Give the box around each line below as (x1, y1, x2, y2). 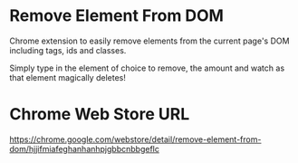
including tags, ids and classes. (9, 44, 127, 55)
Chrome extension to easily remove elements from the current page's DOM (9, 35, 290, 46)
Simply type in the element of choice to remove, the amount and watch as (9, 62, 285, 73)
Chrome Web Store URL (9, 104, 190, 125)
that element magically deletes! (9, 72, 127, 82)
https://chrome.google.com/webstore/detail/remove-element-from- (9, 133, 262, 145)
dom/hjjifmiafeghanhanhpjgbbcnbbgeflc (9, 143, 160, 154)
